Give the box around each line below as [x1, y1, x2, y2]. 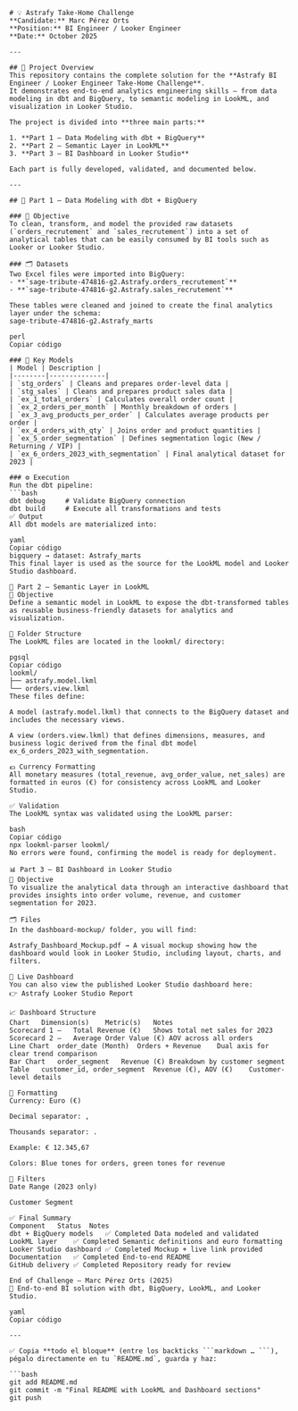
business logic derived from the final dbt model [9, 739, 198, 748]
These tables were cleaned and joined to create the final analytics [9, 301, 274, 310]
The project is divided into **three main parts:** [9, 118, 205, 127]
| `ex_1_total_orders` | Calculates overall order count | [9, 395, 234, 404]
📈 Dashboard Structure [9, 1008, 96, 1017]
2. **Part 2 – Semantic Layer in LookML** [9, 141, 170, 150]
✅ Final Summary [9, 1214, 71, 1222]
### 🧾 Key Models [9, 356, 74, 365]
